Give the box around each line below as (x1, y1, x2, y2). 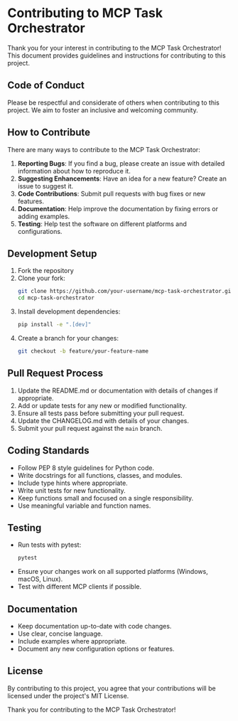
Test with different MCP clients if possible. (17, 582, 142, 591)
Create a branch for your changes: (17, 334, 119, 342)
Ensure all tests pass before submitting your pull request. (17, 409, 185, 417)
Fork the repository (17, 267, 75, 275)
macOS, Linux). (17, 575, 63, 584)
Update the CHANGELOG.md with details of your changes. (17, 416, 190, 424)
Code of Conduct (7, 80, 85, 92)
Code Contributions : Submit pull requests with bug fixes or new (17, 189, 206, 198)
